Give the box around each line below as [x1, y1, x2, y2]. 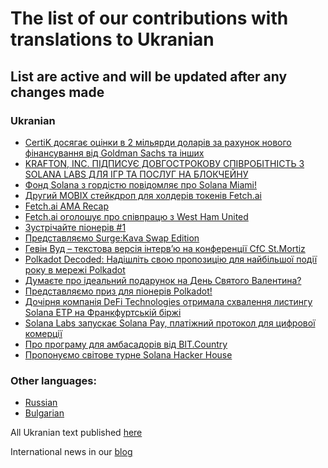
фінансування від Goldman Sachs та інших [24, 147, 205, 159]
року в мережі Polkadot [24, 263, 126, 276]
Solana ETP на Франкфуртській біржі [24, 306, 182, 318]
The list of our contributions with [10, 7, 289, 30]
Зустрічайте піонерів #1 [24, 221, 127, 233]
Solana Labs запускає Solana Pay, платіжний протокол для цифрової [24, 317, 316, 329]
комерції [24, 327, 63, 339]
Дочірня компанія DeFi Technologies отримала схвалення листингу [24, 295, 313, 307]
